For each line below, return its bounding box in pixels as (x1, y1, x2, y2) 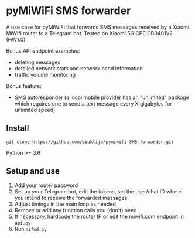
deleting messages (14, 59, 61, 66)
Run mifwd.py (14, 225, 47, 232)
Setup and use (6, 166, 60, 176)
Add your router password (14, 182, 78, 189)
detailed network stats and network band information (14, 64, 143, 72)
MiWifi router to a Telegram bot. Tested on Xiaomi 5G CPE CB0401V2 (6, 29, 173, 36)
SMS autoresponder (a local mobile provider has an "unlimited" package (14, 94, 189, 101)
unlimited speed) (14, 106, 56, 113)
